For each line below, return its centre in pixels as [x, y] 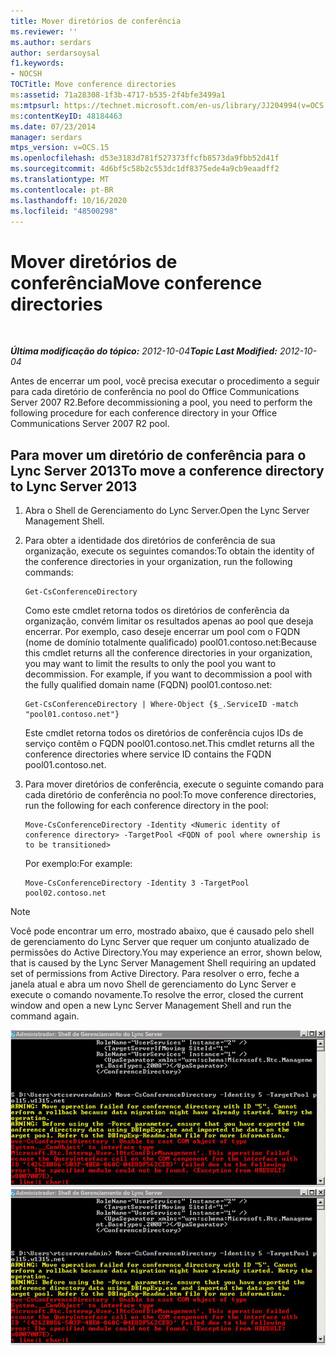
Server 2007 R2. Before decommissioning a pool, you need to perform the [161, 402]
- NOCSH [26, 74]
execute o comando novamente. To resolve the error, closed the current [157, 995]
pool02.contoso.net [65, 893]
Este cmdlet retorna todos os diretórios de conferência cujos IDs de [164, 733]
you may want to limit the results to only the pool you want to [150, 664]
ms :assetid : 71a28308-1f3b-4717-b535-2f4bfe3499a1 [118, 95]
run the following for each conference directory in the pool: [146, 806]
